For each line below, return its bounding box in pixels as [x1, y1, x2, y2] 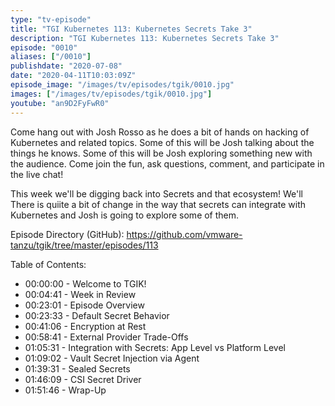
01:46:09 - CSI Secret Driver [24, 373, 142, 385]
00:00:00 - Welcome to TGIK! [24, 277, 147, 290]
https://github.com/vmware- [126, 228, 243, 240]
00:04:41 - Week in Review [24, 288, 137, 300]
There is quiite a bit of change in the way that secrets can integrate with [10, 198, 307, 210]
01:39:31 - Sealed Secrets [24, 362, 131, 375]
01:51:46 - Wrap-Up [24, 384, 107, 396]
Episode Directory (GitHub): [10, 228, 125, 240]
